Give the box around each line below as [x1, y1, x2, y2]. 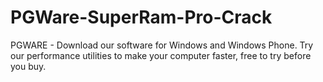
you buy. [10, 60, 47, 72]
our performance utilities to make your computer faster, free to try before [10, 49, 312, 61]
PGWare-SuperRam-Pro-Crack [10, 6, 273, 29]
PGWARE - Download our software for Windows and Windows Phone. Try [10, 39, 314, 51]
